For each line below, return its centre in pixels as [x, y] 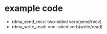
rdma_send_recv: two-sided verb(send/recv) [57, 22]
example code [34, 8]
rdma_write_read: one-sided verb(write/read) [57, 26]
